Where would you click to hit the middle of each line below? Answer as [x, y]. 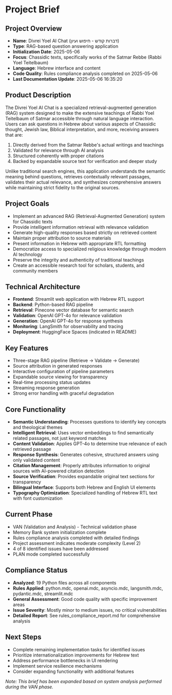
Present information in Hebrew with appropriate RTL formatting [79, 243]
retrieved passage [32, 449]
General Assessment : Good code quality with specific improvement [85, 599]
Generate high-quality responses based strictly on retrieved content [85, 232]
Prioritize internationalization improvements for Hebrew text [76, 655]
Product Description [38, 95]
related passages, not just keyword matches [60, 438]
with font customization [37, 498]
